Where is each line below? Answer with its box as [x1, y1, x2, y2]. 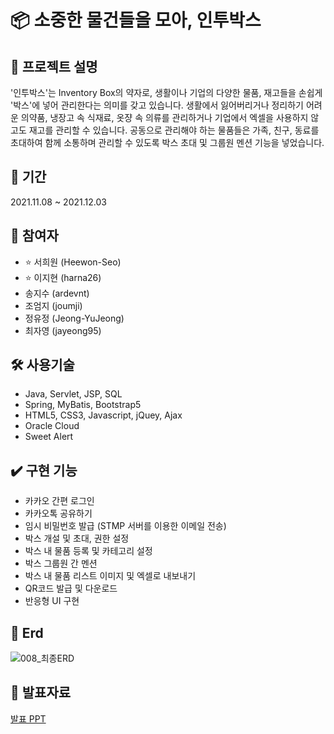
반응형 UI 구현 [24, 595, 80, 607]
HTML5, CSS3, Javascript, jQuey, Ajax [24, 409, 183, 421]
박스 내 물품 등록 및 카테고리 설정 [24, 545, 153, 557]
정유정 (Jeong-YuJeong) [24, 312, 125, 324]
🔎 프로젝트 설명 [10, 58, 98, 75]
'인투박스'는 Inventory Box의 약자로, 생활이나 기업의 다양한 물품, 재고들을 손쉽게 [10, 87, 323, 98]
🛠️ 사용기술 [10, 357, 75, 374]
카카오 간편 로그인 [24, 495, 95, 507]
